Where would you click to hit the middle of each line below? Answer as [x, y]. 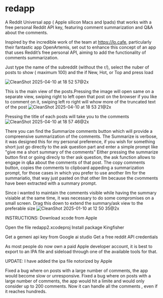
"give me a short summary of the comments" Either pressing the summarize [81, 152]
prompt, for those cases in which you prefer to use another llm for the [75, 173]
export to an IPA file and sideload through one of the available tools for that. [81, 251]
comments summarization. [32, 57]
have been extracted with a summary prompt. [51, 183]
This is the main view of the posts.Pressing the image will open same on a [80, 91]
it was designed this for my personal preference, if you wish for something [80, 141]
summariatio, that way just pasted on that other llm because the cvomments [81, 178]
